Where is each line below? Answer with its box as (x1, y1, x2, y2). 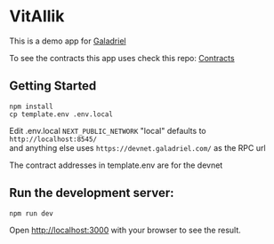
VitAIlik (9, 6, 65, 27)
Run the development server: (9, 185, 174, 201)
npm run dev (9, 209, 53, 218)
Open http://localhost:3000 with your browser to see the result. (9, 224, 242, 236)
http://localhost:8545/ (9, 135, 98, 144)
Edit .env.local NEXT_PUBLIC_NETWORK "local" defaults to (9, 125, 206, 136)
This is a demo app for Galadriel (9, 35, 126, 46)
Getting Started (9, 78, 97, 94)
